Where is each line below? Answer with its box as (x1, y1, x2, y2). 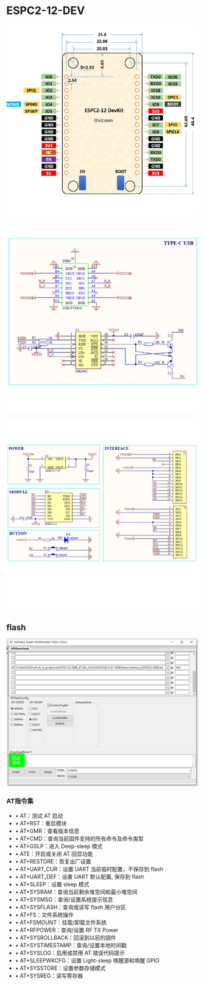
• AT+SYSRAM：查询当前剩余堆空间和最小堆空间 (15, 888, 138, 895)
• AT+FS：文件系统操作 (15, 911, 74, 918)
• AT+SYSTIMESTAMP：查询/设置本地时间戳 (15, 941, 127, 948)
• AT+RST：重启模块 (15, 819, 67, 827)
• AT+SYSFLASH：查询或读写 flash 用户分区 (15, 903, 127, 911)
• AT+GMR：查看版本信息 (15, 827, 80, 834)
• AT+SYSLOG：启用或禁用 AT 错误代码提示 (15, 949, 125, 956)
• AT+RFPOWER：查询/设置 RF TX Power (15, 926, 119, 933)
